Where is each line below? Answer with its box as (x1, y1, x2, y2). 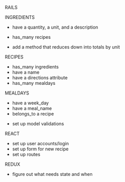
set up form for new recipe (12, 146, 69, 152)
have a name (12, 69, 39, 75)
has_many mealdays (12, 80, 56, 86)
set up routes (12, 151, 40, 157)
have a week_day (12, 100, 49, 106)
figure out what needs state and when (12, 171, 93, 177)
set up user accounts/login (12, 141, 69, 146)
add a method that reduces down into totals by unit (12, 44, 120, 50)
